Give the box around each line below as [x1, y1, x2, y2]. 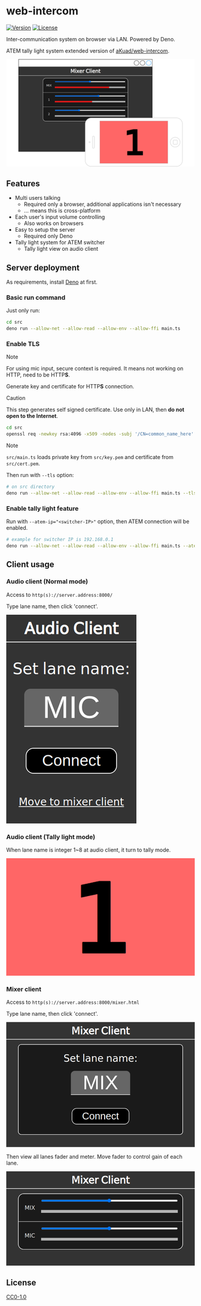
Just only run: [6, 307, 40, 314]
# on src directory [6, 484, 55, 490]
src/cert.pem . [6, 460, 40, 467]
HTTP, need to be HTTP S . [6, 371, 71, 378]
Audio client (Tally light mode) [6, 833, 96, 841]
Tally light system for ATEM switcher [14, 239, 105, 246]
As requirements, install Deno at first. [6, 278, 98, 286]
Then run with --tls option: [6, 472, 74, 479]
